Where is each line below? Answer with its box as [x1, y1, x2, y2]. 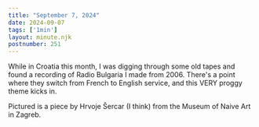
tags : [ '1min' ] [8, 26, 58, 34]
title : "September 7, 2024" [8, 11, 100, 19]
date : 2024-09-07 [8, 19, 65, 26]
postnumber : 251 [8, 41, 61, 48]
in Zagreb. [8, 110, 42, 119]
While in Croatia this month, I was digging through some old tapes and [8, 62, 235, 71]
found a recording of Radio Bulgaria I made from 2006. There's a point [8, 70, 235, 79]
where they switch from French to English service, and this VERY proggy [8, 79, 243, 88]
